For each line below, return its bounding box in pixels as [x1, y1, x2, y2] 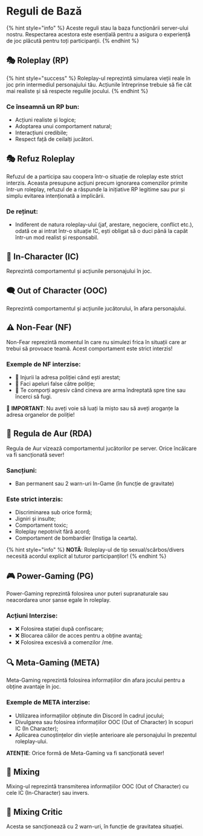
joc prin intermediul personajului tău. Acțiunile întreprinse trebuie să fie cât [6, 80, 192, 88]
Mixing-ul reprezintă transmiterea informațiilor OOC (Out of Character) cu [6, 783, 189, 790]
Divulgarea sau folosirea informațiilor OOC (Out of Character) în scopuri [14, 718, 193, 725]
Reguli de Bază [6, 4, 82, 18]
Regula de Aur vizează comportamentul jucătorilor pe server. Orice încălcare [6, 445, 197, 452]
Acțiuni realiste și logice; [14, 116, 77, 123]
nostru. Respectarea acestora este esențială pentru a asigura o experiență [6, 30, 191, 38]
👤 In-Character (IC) [6, 251, 79, 261]
